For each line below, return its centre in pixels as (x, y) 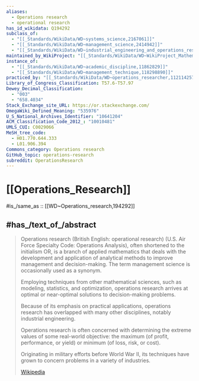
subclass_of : (22, 34)
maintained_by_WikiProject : (41, 56)
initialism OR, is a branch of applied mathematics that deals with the (103, 252)
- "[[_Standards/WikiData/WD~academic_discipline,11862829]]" (90, 67)
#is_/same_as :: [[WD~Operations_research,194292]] (70, 206)
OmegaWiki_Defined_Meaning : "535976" (53, 111)
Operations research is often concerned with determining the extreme (106, 330)
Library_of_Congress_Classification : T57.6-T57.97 (70, 84)
